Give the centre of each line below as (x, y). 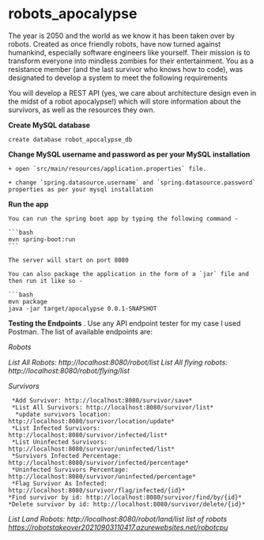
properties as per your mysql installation (81, 189)
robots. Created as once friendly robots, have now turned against (115, 43)
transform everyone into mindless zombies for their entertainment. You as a (131, 61)
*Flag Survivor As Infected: (60, 483)
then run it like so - (45, 281)
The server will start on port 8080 (68, 260)
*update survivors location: (63, 414)
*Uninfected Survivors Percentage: (70, 470)
